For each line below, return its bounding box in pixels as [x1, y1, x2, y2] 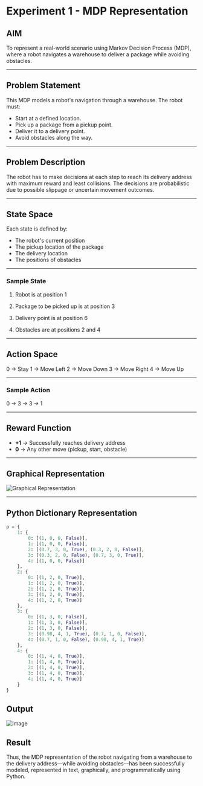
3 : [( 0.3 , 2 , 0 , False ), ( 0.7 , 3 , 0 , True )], [28, 552, 145, 558]
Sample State [6, 277, 47, 286]
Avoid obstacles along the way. [14, 134, 92, 141]
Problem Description [6, 157, 86, 168]
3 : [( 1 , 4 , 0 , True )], [28, 670, 85, 676]
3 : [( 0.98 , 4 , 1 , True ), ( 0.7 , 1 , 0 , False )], [28, 630, 147, 637]
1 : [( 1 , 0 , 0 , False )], [28, 540, 88, 547]
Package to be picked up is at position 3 [14, 303, 115, 310]
